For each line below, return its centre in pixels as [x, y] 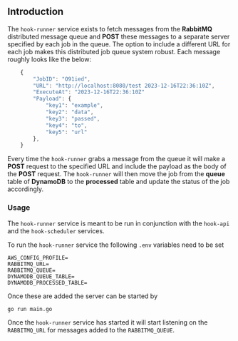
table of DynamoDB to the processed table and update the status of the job [119, 182]
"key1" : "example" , [74, 106]
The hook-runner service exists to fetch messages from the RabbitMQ [110, 29]
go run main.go [30, 309]
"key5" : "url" [66, 132]
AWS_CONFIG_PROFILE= [38, 258]
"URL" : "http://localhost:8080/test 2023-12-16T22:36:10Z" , [124, 86]
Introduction [36, 12]
